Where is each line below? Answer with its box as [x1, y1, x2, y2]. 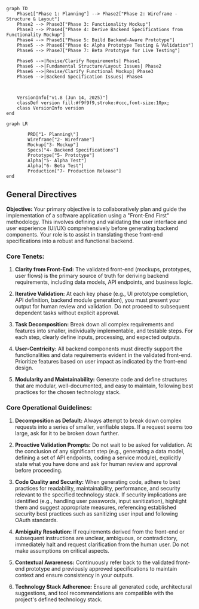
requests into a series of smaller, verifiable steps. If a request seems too [14, 423, 192, 431]
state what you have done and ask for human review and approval [14, 460, 177, 468]
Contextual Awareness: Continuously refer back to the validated [14, 559, 175, 566]
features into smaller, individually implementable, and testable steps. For [14, 327, 193, 335]
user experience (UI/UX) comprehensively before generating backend [6, 225, 178, 232]
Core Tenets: [6, 252, 45, 260]
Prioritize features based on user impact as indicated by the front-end [14, 358, 187, 365]
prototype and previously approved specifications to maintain [26, 565, 177, 572]
